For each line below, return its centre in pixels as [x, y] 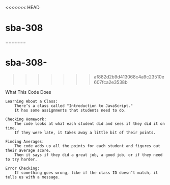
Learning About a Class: [32, 101]
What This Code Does [28, 92]
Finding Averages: [25, 141]
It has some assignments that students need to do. [70, 110]
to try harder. [21, 159]
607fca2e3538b [111, 82]
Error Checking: [22, 168]
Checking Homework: [26, 119]
